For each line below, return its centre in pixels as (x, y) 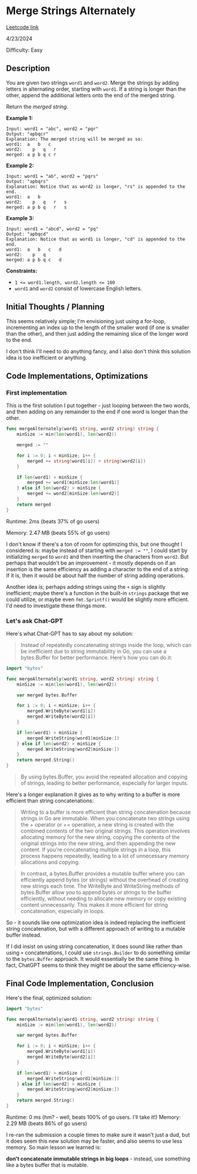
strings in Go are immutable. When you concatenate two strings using (105, 818)
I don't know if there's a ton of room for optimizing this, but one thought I (94, 544)
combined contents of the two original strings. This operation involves (105, 831)
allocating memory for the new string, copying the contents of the (100, 837)
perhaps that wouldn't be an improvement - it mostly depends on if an (91, 563)
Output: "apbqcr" (27, 134)
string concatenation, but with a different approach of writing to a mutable (96, 929)
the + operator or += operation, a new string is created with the (97, 825)
